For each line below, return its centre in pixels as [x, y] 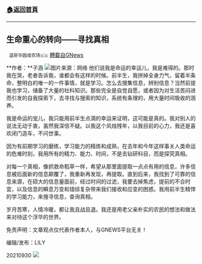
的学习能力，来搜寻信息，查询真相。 [51, 196]
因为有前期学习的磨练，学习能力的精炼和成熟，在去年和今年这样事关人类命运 [101, 146]
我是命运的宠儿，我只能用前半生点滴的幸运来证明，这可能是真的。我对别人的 [101, 118]
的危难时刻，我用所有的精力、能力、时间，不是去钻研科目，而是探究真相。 [98, 154]
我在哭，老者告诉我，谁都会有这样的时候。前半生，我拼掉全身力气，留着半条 [101, 75]
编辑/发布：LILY [26, 243]
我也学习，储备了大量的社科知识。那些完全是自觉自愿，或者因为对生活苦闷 [98, 90]
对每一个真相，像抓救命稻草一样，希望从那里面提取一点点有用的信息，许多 [98, 166]
